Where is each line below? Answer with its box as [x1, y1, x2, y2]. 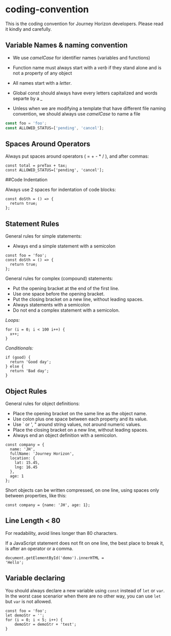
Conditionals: [5, 345, 33, 351]
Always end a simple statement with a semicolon [12, 243, 116, 249]
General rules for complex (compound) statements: [5, 276, 114, 282]
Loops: [5, 317, 20, 323]
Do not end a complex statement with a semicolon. [12, 307, 120, 314]
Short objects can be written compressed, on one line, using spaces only [5, 487, 160, 493]
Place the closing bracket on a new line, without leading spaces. [12, 427, 148, 433]
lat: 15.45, [14, 460, 40, 465]
